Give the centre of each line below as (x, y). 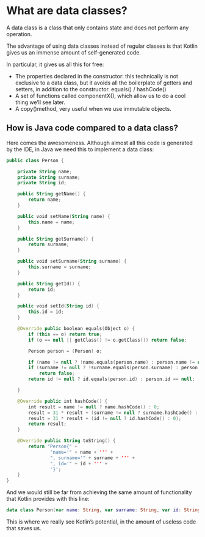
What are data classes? (67, 11)
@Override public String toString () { (67, 441)
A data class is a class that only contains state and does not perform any (98, 28)
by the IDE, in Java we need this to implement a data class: (80, 149)
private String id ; (42, 183)
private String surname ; (49, 177)
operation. (19, 34)
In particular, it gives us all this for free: (55, 64)
